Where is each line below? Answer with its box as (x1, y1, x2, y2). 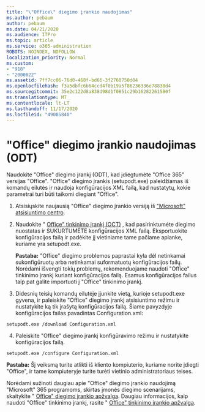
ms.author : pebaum (6, 15, 53, 21)
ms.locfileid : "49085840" (6, 111, 72, 118)
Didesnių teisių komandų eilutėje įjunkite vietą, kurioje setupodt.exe (15, 290, 185, 298)
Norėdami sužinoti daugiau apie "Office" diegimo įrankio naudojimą (6, 380, 176, 387)
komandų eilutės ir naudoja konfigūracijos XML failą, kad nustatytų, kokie (6, 184, 191, 192)
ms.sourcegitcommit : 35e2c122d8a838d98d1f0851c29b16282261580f (6, 89, 171, 95)
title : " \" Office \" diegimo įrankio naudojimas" (6, 9, 133, 15)
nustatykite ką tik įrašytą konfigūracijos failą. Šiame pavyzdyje (15, 303, 173, 310)
